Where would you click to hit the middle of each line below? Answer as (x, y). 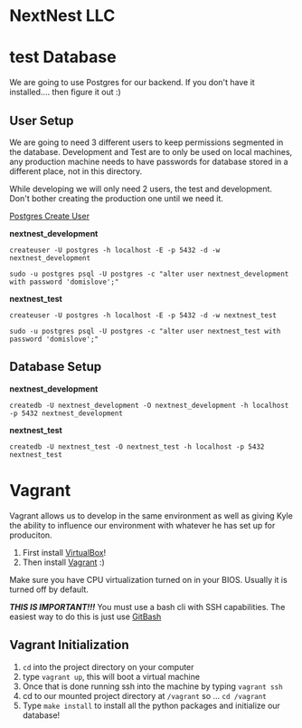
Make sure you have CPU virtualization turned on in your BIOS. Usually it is (148, 579)
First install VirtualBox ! (64, 552)
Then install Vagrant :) (64, 562)
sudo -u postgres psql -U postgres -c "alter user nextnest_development (149, 274)
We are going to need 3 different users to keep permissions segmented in (146, 142)
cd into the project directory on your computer (108, 666)
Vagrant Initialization (69, 645)
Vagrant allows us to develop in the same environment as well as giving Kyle (151, 515)
